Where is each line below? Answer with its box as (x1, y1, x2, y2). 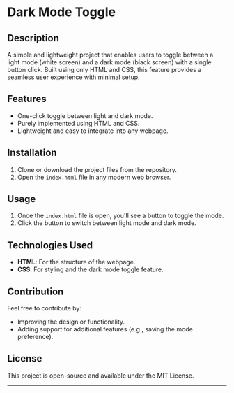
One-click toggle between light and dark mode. (17, 111, 153, 120)
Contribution (7, 285, 64, 297)
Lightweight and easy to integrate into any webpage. (17, 127, 169, 135)
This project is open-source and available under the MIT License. (7, 371, 194, 380)
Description (7, 32, 59, 44)
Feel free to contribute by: (7, 304, 82, 313)
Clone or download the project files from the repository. (17, 165, 178, 173)
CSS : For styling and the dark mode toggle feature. (17, 265, 164, 273)
